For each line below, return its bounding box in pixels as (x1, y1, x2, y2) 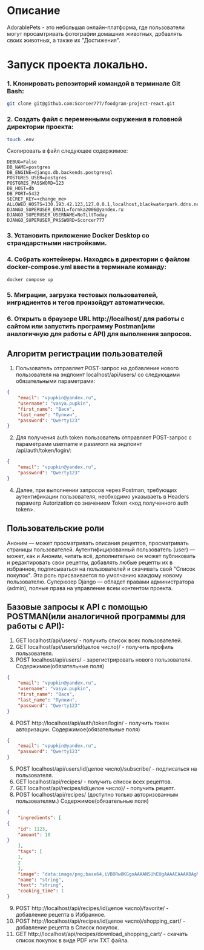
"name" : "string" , (18, 877, 64, 883)
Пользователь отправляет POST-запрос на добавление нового (15, 365, 179, 372)
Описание (7, 4, 61, 18)
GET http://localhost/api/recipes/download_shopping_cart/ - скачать (15, 931, 188, 938)
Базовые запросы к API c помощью (7, 602, 148, 613)
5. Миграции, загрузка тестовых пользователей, (7, 291, 158, 299)
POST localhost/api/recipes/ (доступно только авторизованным (15, 791, 179, 799)
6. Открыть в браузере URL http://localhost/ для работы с (7, 314, 185, 323)
